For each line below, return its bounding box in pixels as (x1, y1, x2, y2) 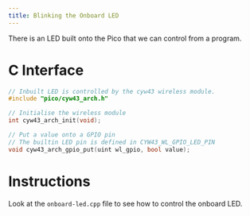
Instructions (8, 172, 91, 191)
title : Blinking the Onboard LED (8, 11, 119, 20)
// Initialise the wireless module (8, 109, 127, 118)
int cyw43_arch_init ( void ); (8, 117, 102, 125)
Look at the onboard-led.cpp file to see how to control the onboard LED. (8, 199, 243, 208)
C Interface (8, 61, 84, 79)
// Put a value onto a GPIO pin (8, 131, 115, 139)
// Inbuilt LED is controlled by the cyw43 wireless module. (8, 87, 216, 95)
